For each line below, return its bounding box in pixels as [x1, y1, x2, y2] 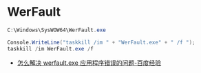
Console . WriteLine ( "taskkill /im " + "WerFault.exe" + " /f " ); [7, 39, 195, 46]
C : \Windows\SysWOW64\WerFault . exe [7, 27, 107, 33]
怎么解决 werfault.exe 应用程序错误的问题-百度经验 [17, 59, 162, 67]
